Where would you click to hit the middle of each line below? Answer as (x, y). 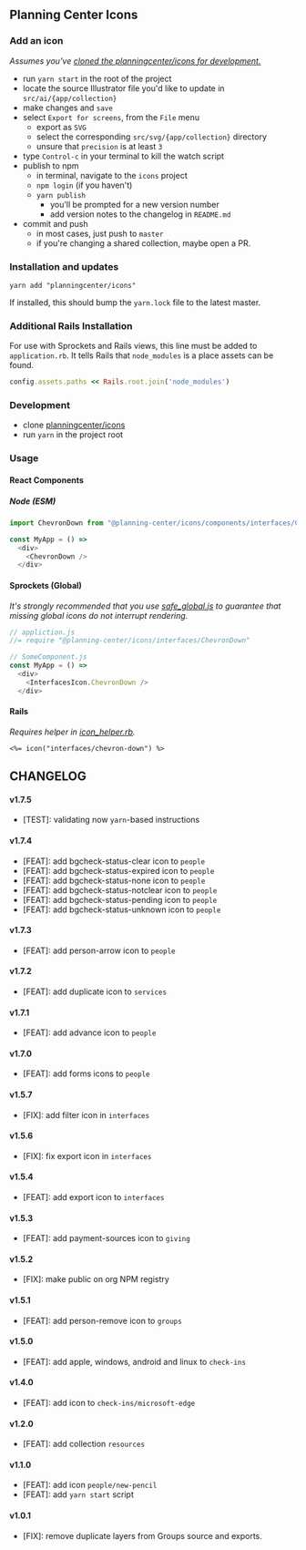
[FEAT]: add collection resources (84, 1444)
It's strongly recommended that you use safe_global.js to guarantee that (145, 606)
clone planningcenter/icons (74, 425)
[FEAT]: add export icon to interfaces (93, 1197)
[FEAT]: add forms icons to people (86, 1073)
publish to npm (51, 165)
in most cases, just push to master (100, 233)
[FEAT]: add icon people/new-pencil (90, 1485)
